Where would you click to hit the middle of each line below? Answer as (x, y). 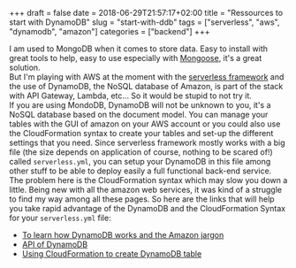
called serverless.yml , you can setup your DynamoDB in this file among (140, 161)
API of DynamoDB (55, 244)
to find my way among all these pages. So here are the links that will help (142, 199)
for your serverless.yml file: (61, 218)
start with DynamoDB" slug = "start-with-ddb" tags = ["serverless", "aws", (144, 22)
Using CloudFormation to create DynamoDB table (112, 254)
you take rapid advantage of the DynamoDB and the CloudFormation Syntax (147, 208)
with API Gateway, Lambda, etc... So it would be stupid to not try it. (130, 96)
